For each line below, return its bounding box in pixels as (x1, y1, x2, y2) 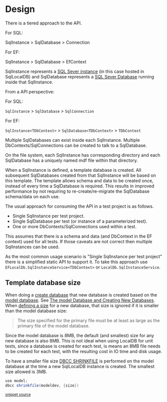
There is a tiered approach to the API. (5, 20, 82, 26)
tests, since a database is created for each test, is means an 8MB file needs (5, 343, 161, 349)
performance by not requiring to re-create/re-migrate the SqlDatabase (5, 188, 150, 194)
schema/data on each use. (5, 193, 60, 199)
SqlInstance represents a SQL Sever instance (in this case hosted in (5, 68, 145, 74)
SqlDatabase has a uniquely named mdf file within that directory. (5, 157, 138, 163)
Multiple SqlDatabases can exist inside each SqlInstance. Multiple (5, 137, 140, 143)
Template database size (5, 279, 81, 287)
